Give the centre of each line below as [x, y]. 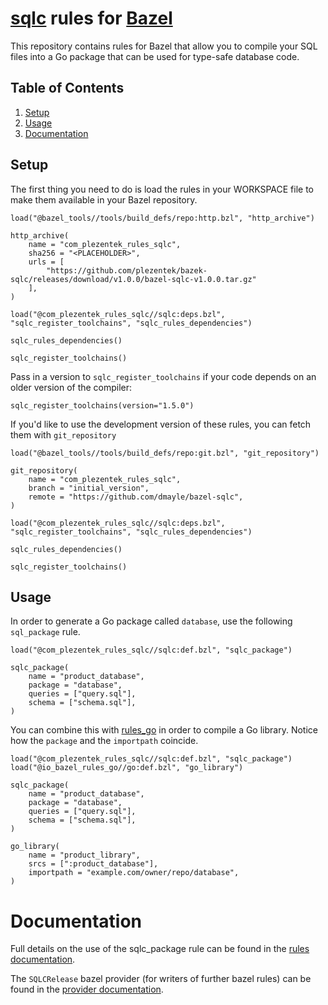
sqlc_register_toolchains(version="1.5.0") [102, 405]
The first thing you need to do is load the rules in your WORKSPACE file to [162, 189]
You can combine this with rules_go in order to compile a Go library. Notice [164, 730]
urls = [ [46, 262]
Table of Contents [67, 88]
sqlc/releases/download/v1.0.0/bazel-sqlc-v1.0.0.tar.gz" [133, 279]
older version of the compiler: [71, 387]
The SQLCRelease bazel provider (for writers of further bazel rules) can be [161, 979]
